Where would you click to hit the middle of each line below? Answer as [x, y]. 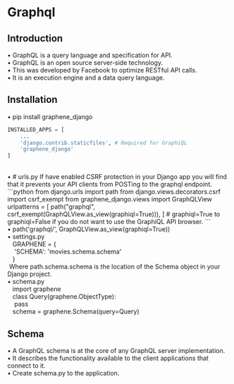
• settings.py [26, 237]
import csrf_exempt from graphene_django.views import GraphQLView [110, 199]
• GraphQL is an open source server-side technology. [85, 63]
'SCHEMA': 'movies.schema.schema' [68, 252]
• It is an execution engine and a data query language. [86, 78]
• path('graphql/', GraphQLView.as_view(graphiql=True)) [89, 229]
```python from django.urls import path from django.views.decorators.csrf [114, 192]
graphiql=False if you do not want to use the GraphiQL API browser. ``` [109, 222]
